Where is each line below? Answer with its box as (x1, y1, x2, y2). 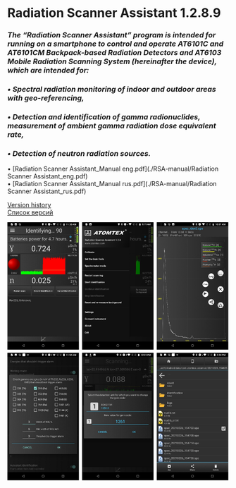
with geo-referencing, (7, 93, 85, 103)
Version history (7, 201, 51, 209)
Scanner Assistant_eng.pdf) (7, 172, 88, 181)
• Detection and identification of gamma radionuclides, (7, 111, 201, 121)
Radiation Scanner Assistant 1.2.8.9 (7, 5, 221, 21)
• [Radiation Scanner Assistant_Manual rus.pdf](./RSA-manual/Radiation (7, 180, 217, 188)
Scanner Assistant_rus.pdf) (7, 187, 87, 195)
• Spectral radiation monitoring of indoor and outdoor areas (7, 85, 216, 94)
